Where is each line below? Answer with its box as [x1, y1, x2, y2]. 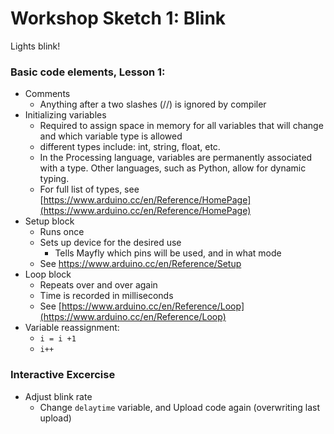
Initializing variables [24, 109, 107, 121]
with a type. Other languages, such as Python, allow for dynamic [39, 162, 307, 174]
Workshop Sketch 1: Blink [10, 7, 227, 30]
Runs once [39, 226, 85, 238]
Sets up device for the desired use [39, 237, 182, 249]
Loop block [24, 268, 72, 281]
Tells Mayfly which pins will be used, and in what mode [54, 247, 282, 259]
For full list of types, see [39, 183, 140, 196]
